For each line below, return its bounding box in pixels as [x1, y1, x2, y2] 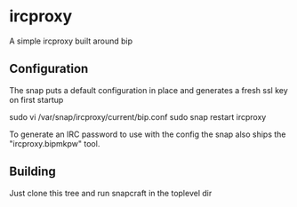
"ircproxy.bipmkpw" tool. [9, 138, 100, 148]
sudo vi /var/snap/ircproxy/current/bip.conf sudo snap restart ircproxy [9, 111, 267, 122]
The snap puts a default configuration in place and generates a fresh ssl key [9, 84, 289, 95]
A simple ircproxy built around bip [9, 36, 133, 46]
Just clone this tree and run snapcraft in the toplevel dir [9, 187, 213, 198]
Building [9, 164, 56, 179]
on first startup [9, 94, 64, 105]
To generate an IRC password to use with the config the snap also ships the [9, 129, 286, 139]
